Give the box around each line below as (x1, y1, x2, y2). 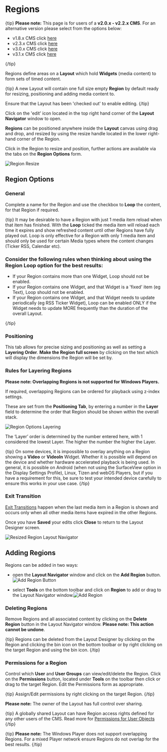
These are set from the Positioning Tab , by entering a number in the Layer (5, 403, 159, 409)
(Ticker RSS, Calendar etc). (5, 243, 61, 249)
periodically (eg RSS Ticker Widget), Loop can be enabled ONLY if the (12, 299, 157, 306)
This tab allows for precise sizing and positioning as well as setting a (5, 344, 146, 350)
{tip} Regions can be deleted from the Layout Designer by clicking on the (5, 636, 155, 642)
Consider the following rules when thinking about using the (5, 255, 152, 262)
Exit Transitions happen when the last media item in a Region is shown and (5, 504, 159, 510)
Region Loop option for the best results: (5, 262, 103, 269)
